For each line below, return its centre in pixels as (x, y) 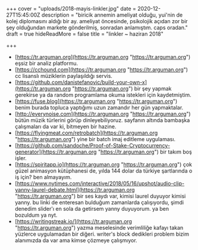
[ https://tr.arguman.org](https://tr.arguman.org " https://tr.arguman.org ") (103, 57)
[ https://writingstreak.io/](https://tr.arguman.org (73, 221)
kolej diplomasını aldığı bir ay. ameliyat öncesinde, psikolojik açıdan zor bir (97, 21)
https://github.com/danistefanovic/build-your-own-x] (82, 82)
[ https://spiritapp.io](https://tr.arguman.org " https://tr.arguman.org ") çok (103, 164)
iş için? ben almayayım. (43, 177)
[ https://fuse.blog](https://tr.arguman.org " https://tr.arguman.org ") (96, 101)
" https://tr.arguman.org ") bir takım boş (145, 152)
